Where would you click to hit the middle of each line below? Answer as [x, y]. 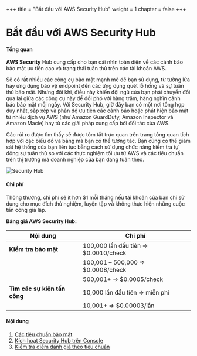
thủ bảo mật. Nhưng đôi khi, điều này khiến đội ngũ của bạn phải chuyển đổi [98, 92]
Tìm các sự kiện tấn [37, 289]
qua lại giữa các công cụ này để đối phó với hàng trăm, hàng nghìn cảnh [93, 98]
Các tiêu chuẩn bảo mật [43, 334]
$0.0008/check [105, 269]
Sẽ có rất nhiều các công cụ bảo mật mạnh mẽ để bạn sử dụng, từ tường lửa [98, 80]
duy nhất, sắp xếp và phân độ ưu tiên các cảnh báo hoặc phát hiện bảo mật [97, 111]
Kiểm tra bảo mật [34, 249]
